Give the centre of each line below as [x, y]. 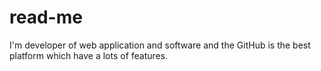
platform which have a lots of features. [89, 55]
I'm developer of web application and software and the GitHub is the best [160, 45]
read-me [46, 17]
